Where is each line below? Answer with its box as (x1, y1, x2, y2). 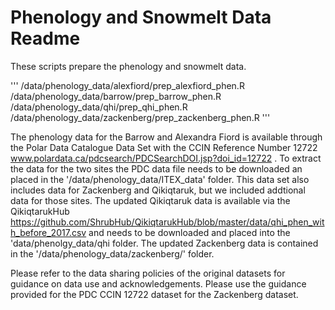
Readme (10, 27, 81, 50)
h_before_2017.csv (10, 226, 87, 238)
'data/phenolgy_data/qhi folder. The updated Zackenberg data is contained (10, 237, 319, 249)
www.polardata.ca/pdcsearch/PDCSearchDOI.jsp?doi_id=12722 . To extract (10, 152, 322, 164)
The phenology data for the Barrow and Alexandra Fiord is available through (10, 131, 323, 143)
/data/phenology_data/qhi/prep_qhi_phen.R (10, 101, 188, 113)
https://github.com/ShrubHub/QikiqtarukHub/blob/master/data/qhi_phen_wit (10, 216, 325, 228)
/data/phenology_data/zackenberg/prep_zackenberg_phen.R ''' (10, 111, 271, 123)
